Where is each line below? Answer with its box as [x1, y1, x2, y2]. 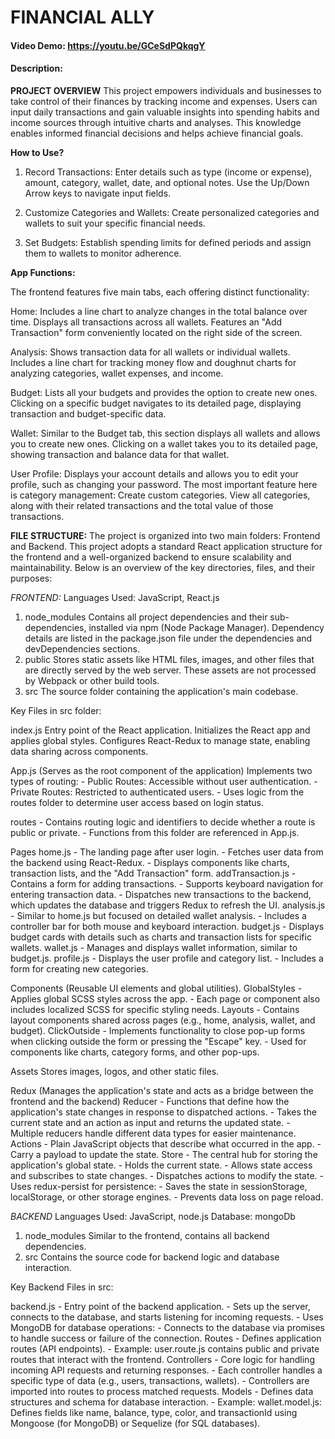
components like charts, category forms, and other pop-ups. [10, 1046, 260, 1058]
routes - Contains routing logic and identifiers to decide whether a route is [10, 816, 316, 828]
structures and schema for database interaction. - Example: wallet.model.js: [10, 1396, 322, 1408]
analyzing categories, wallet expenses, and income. [10, 367, 224, 379]
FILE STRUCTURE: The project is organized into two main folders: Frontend [10, 529, 321, 541]
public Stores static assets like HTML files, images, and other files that [24, 653, 315, 665]
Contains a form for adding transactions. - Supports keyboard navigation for [10, 877, 324, 890]
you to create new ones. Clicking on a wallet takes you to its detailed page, [10, 437, 319, 450]
